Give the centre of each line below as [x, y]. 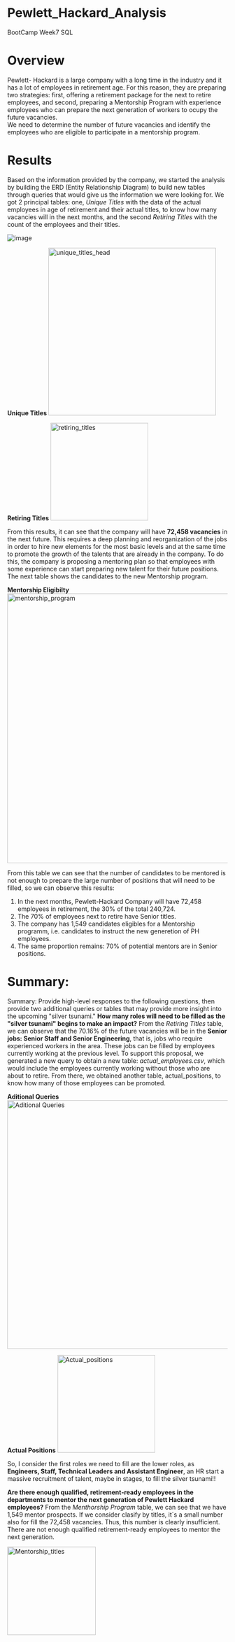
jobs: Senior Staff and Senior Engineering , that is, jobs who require [105, 1038]
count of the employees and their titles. [64, 224]
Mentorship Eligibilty [38, 590]
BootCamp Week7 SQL [40, 32]
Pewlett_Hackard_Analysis [87, 13]
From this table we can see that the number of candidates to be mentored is [116, 872]
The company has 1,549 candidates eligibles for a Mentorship [106, 924]
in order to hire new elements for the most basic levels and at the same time [116, 546]
